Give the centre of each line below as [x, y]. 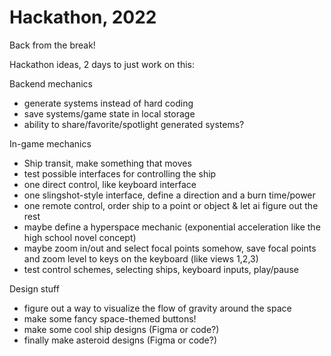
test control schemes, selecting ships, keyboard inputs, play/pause [161, 269]
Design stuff [34, 288]
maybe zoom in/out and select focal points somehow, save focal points [170, 248]
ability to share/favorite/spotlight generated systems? [134, 124]
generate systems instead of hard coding [108, 103]
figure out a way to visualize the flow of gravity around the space [157, 308]
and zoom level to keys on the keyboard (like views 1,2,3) [141, 258]
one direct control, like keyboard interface [110, 184]
